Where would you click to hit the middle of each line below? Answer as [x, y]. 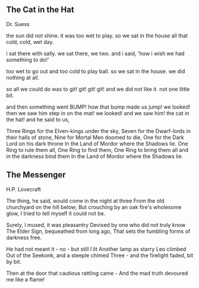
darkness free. [24, 238]
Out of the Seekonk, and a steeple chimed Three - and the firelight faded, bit [100, 255]
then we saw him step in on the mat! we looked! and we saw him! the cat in [98, 113]
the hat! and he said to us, [38, 119]
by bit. [14, 261]
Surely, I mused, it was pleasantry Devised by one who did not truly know [96, 224]
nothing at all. [23, 77]
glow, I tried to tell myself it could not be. [56, 213]
